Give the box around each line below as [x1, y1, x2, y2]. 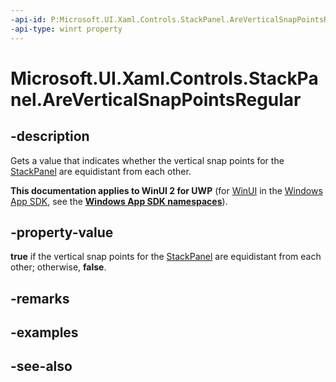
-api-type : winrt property [10, 24, 123, 34]
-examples [10, 324, 79, 341]
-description [10, 128, 90, 145]
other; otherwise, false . [10, 261, 107, 273]
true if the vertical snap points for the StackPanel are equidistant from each [10, 251, 322, 263]
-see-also [10, 358, 73, 375]
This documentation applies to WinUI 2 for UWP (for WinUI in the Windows [10, 184, 323, 196]
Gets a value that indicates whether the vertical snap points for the [10, 154, 285, 166]
